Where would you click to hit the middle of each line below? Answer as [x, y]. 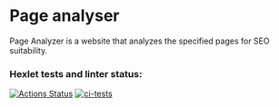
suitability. [29, 50]
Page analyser [65, 16]
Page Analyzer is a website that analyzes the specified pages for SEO [139, 41]
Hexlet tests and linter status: [76, 73]
